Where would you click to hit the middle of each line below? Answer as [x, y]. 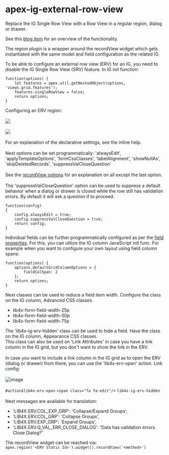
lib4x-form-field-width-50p [41, 315]
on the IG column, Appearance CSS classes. [52, 336]
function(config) [24, 206]
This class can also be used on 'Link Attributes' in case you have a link [79, 341]
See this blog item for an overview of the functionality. [62, 39]
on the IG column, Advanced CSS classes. [49, 300]
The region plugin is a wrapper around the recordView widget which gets [82, 48]
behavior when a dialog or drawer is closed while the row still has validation [84, 191]
